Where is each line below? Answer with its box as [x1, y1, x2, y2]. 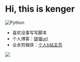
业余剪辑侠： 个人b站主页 [12, 41, 63, 47]
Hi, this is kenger [5, 3, 75, 15]
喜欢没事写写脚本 [12, 29, 47, 35]
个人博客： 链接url [12, 36, 48, 41]
